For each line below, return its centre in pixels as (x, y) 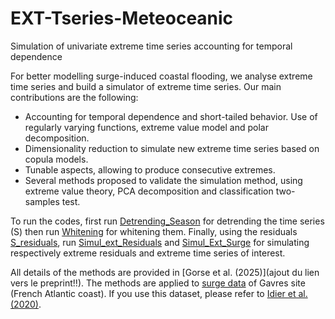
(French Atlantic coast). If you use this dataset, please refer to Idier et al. (159, 293)
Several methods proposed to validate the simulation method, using (163, 180)
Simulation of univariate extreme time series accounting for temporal (151, 46)
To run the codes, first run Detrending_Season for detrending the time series (167, 221)
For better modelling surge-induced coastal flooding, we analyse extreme (161, 76)
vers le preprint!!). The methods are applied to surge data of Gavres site (158, 283)
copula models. (56, 159)
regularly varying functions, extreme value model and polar (146, 127)
